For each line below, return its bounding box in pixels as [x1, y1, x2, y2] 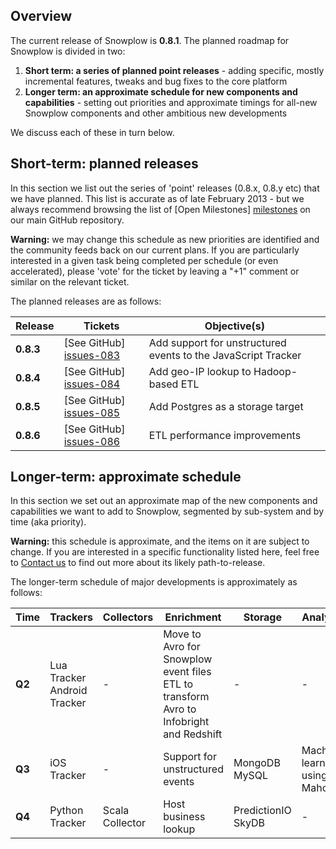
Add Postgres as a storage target [148, 399, 304, 413]
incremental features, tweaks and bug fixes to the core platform [24, 75, 288, 87]
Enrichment [164, 610, 222, 624]
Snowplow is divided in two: [10, 45, 126, 57]
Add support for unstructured [148, 335, 287, 349]
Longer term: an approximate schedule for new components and [24, 85, 298, 98]
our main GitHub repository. [10, 214, 125, 226]
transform [163, 690, 210, 704]
